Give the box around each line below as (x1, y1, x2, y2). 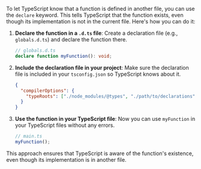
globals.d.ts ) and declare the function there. (14, 36, 128, 43)
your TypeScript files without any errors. (14, 121, 115, 129)
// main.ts (14, 134, 43, 140)
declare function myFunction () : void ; (14, 53, 112, 59)
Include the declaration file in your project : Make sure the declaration (14, 64, 189, 71)
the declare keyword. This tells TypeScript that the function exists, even (6, 11, 184, 19)
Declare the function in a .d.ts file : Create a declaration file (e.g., (14, 29, 178, 37)
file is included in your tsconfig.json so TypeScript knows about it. (14, 70, 181, 78)
